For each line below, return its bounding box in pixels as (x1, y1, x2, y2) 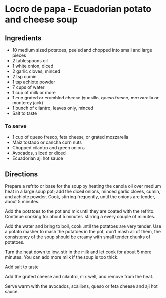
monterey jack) (12, 100, 44, 105)
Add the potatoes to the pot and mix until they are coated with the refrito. (5, 208, 155, 214)
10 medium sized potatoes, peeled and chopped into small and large (12, 47, 153, 53)
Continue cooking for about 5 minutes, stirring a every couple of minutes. (5, 214, 156, 220)
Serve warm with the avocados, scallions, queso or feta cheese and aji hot (5, 283, 158, 289)
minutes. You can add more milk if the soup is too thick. (5, 254, 119, 260)
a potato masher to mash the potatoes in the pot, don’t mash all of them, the (5, 229, 161, 235)
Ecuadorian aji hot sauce (12, 155, 63, 161)
